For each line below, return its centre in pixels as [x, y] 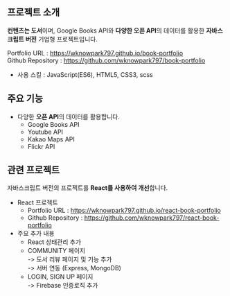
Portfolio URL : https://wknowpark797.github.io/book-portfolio [95, 53]
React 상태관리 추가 [54, 242]
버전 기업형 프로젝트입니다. [62, 39]
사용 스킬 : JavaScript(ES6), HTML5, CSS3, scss [85, 74]
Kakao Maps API [51, 139]
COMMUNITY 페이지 [56, 251]
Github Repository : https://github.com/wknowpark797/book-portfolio [106, 60]
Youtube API [45, 132]
